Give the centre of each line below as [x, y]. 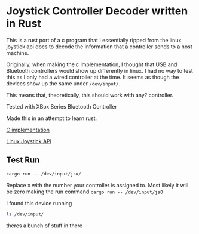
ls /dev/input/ [25, 214]
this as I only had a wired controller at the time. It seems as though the [93, 77]
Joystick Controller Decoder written [97, 11]
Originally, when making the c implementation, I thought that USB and [92, 64]
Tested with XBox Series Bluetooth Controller [62, 106]
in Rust [24, 24]
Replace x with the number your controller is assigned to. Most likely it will [97, 185]
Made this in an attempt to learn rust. [52, 118]
